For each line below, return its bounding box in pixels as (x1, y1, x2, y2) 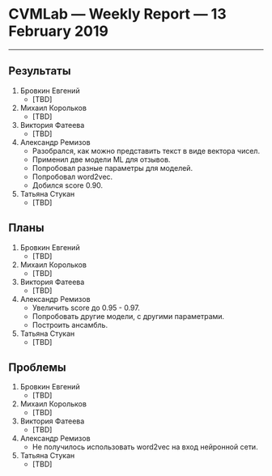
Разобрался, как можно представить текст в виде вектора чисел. (32, 146, 261, 155)
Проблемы (8, 360, 66, 374)
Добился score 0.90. (32, 180, 104, 190)
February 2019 (8, 22, 109, 40)
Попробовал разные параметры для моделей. (32, 163, 193, 172)
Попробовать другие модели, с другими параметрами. (32, 311, 225, 321)
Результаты (8, 64, 71, 78)
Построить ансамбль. (32, 320, 108, 329)
